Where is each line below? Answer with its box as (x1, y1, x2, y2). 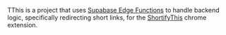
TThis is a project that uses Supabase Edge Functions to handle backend (7, 6, 220, 14)
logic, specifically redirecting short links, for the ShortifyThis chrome (7, 13, 207, 22)
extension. (7, 21, 38, 29)
